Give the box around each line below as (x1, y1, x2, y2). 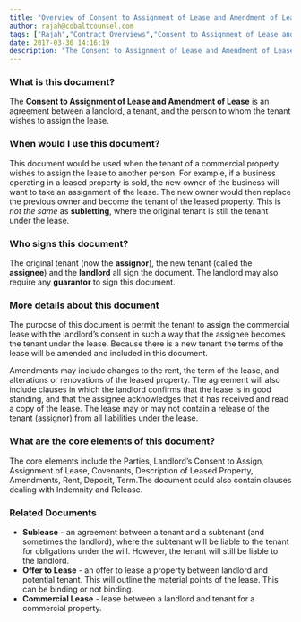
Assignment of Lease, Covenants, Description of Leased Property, (9, 464, 254, 475)
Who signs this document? (9, 237, 129, 250)
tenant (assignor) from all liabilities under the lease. (9, 413, 199, 423)
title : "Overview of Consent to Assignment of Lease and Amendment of (9, 13, 279, 22)
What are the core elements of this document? (9, 435, 216, 447)
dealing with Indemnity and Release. (9, 484, 143, 495)
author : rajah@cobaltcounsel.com (9, 21, 134, 30)
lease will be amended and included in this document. (9, 348, 209, 359)
